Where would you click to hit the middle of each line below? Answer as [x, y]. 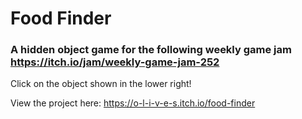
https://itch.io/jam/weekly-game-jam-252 [115, 62]
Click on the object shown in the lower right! [101, 84]
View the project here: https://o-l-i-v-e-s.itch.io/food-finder [133, 103]
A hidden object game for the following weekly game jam [151, 50]
